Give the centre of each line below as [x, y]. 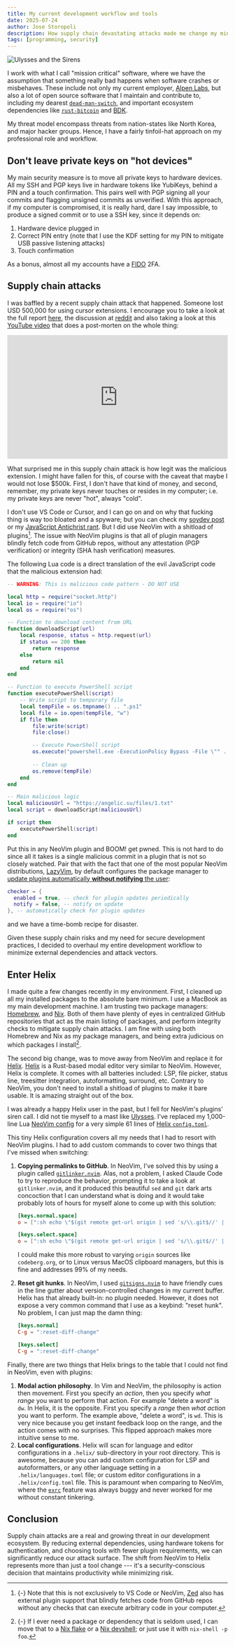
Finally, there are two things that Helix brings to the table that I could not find [117, 1364]
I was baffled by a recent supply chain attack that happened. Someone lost [115, 303]
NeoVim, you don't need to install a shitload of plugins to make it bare [107, 1088]
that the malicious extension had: [55, 571]
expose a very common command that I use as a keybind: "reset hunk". [120, 1306]
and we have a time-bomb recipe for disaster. [73, 925]
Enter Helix [32, 975]
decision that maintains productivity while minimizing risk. [91, 1573]
